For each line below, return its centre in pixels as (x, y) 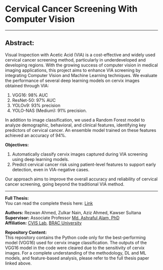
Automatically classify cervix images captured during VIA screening (80, 154)
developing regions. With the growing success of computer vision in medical (81, 65)
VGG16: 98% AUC (30, 95)
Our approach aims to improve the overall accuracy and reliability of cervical (81, 179)
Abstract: (20, 43)
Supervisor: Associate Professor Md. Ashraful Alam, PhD (62, 218)
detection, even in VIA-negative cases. (51, 169)
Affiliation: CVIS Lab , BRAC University (43, 223)
